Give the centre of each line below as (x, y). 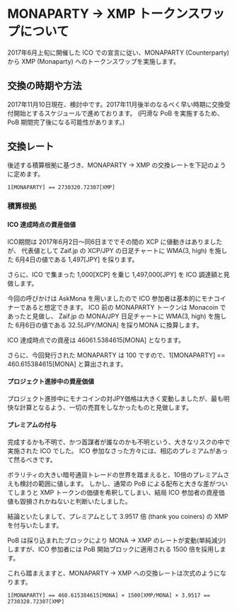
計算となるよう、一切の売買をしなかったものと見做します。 (106, 407)
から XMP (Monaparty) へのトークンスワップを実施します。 (94, 61)
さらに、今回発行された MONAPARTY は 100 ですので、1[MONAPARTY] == (116, 355)
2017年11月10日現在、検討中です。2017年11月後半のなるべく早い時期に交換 (116, 104)
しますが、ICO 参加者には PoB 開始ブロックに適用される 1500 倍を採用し (114, 549)
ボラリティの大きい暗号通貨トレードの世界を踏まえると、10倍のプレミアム (115, 475)
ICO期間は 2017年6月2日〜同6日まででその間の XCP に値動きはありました (115, 242)
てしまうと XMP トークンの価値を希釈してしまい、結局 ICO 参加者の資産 (113, 493)
